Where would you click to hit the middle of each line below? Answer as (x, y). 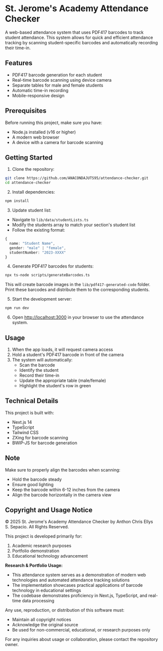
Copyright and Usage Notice (49, 510)
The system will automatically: (42, 360)
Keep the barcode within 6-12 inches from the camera (66, 489)
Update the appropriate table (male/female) (63, 380)
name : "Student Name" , (32, 243)
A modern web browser (36, 137)
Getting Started (29, 157)
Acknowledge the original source (45, 625)
